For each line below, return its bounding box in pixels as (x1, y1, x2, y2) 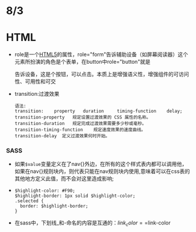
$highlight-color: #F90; (14, 188, 75, 194)
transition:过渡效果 (14, 91, 60, 98)
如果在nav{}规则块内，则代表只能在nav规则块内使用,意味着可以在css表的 (14, 168, 190, 175)
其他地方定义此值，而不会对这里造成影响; (14, 175, 114, 182)
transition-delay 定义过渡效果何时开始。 (14, 133, 110, 139)
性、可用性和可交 (14, 78, 56, 85)
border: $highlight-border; (20, 203, 89, 209)
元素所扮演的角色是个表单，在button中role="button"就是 (14, 58, 151, 65)
